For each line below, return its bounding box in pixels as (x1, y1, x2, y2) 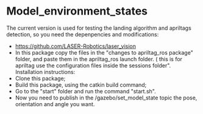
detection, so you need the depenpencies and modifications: (6, 30, 159, 38)
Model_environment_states (6, 4, 148, 18)
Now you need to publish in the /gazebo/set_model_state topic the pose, (15, 94, 198, 101)
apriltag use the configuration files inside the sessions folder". (15, 62, 171, 69)
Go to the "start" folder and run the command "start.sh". (15, 87, 157, 95)
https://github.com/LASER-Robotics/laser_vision (15, 42, 136, 50)
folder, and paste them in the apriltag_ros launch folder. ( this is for (15, 55, 183, 62)
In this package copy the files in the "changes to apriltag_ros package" (15, 49, 193, 56)
